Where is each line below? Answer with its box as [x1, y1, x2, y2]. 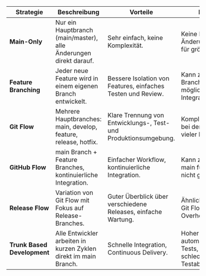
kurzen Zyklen [55, 245, 97, 253]
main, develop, [55, 123, 98, 131]
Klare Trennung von [107, 111, 164, 119]
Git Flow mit [55, 196, 90, 204]
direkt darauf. [55, 56, 94, 65]
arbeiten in [55, 237, 86, 245]
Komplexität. [107, 41, 143, 50]
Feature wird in [55, 74, 99, 82]
